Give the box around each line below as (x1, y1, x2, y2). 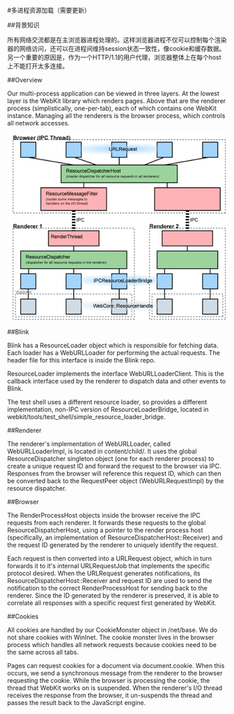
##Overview (7, 76, 43, 84)
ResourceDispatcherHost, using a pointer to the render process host (7, 526, 203, 534)
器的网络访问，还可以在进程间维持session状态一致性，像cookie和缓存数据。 (7, 45, 226, 52)
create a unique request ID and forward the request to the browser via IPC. (7, 462, 221, 470)
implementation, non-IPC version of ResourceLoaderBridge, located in (7, 405, 209, 413)
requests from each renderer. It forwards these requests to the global (7, 518, 206, 526)
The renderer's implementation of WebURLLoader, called (7, 439, 171, 448)
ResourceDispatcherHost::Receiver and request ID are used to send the (7, 576, 212, 584)
